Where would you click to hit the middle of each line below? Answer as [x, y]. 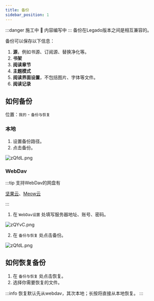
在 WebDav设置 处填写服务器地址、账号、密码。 [61, 214]
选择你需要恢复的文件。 [37, 282]
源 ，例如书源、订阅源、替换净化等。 [51, 52]
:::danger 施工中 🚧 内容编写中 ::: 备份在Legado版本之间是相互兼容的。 [79, 30]
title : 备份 [17, 10]
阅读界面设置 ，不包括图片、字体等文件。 [55, 77]
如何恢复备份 [26, 263]
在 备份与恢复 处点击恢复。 [39, 276]
